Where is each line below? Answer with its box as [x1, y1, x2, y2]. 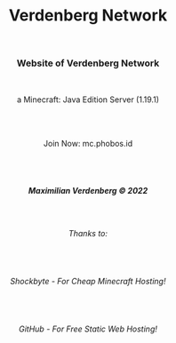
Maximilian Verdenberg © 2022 [28, 185, 148, 195]
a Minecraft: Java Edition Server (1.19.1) [17, 94, 159, 105]
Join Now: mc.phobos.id [44, 139, 132, 149]
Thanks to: [68, 227, 108, 238]
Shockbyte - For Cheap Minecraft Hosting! [10, 276, 166, 286]
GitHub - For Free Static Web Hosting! [18, 323, 158, 334]
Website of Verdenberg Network [16, 57, 160, 69]
